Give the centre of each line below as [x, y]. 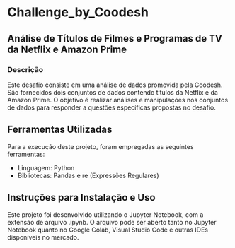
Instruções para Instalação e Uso [81, 197]
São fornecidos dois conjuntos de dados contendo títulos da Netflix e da [113, 92]
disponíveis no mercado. [43, 237]
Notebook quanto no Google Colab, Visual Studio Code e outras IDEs [108, 230]
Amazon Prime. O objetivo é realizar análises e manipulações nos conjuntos [118, 100]
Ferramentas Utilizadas [60, 130]
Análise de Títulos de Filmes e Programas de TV [115, 39]
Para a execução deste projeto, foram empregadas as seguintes [101, 146]
